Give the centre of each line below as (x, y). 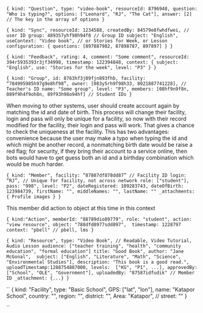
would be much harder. (35, 164)
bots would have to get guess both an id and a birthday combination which (100, 158)
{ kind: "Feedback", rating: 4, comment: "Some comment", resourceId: (98, 57)
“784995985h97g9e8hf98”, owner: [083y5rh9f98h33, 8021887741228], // (97, 84)
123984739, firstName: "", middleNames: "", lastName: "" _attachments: (101, 191)
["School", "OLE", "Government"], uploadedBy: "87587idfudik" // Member (101, 273)
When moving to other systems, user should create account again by (93, 106)
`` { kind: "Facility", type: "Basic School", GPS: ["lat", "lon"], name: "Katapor (101, 289)
